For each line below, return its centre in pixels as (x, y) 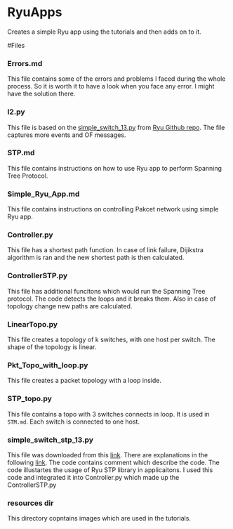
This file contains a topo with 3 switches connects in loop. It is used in (108, 414)
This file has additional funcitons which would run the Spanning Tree (106, 291)
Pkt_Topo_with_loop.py (48, 365)
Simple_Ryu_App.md (44, 194)
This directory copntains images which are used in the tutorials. (99, 518)
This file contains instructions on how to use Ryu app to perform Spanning (115, 168)
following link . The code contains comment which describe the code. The (113, 462)
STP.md (21, 153)
